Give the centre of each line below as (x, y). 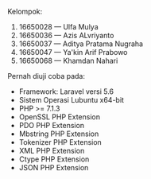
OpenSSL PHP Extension (60, 117)
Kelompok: (25, 12)
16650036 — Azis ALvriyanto (66, 35)
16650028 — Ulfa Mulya (58, 27)
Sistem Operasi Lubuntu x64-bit (72, 100)
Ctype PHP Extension (54, 159)
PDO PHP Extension (52, 125)
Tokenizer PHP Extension (60, 142)
